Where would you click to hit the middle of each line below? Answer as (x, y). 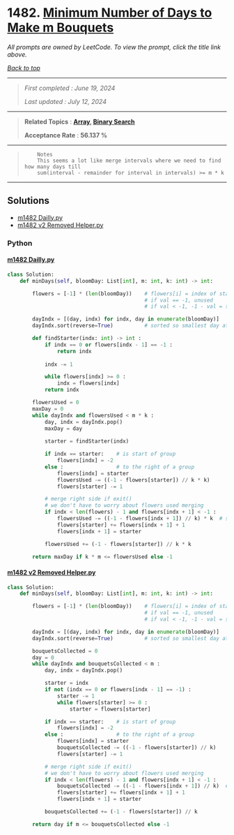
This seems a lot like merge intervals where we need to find (129, 161)
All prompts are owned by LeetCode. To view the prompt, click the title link (114, 47)
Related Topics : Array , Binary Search (79, 121)
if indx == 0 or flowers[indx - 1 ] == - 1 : (108, 345)
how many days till (53, 167)
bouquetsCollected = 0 (65, 651)
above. (17, 54)
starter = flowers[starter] (110, 709)
